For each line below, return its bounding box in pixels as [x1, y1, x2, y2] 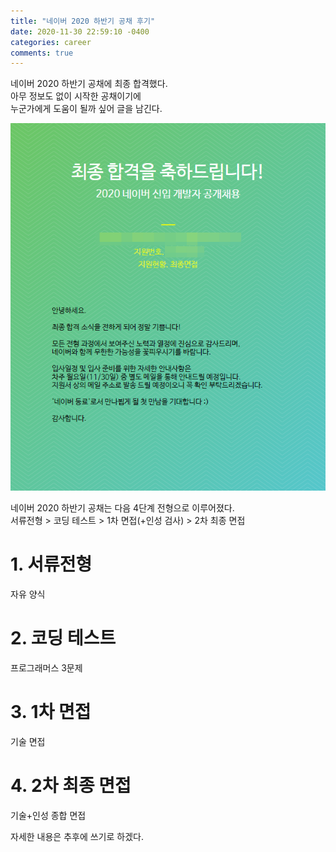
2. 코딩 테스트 [10, 627, 117, 650]
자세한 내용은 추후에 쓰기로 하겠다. [10, 830, 144, 842]
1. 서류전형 [10, 553, 93, 576]
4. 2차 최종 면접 [10, 774, 132, 797]
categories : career [10, 37, 92, 47]
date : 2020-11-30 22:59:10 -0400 [10, 26, 150, 37]
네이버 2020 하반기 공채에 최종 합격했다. [10, 78, 168, 90]
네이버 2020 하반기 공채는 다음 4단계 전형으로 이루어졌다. [10, 501, 235, 514]
